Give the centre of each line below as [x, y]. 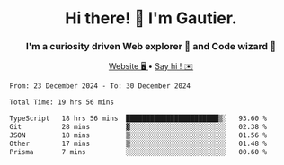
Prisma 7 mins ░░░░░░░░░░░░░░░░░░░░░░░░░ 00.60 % [138, 152]
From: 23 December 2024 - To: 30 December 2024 [100, 86]
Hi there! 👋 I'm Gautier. [151, 18]
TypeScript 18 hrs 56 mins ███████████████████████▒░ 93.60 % [138, 119]
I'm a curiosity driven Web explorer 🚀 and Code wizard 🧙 [151, 47]
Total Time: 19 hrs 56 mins [62, 102]
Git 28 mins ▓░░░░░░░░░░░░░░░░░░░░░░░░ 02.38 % [138, 127]
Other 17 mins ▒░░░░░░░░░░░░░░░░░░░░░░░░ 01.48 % [138, 143]
